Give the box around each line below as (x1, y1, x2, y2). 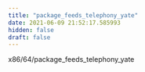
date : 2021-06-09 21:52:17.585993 (8, 19, 121, 27)
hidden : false (8, 26, 55, 34)
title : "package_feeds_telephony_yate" (8, 11, 139, 20)
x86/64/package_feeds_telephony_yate (8, 55, 135, 64)
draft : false (8, 33, 51, 41)
